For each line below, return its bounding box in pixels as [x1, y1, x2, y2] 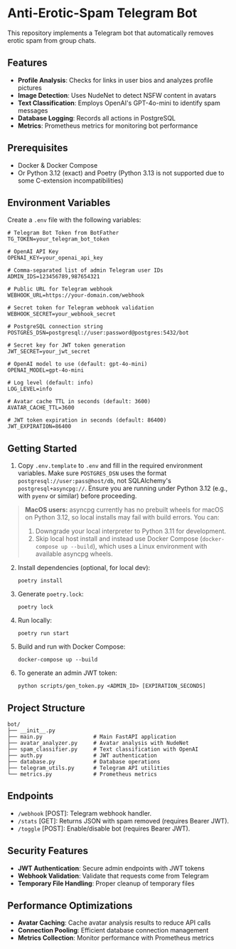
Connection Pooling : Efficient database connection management [17, 926, 209, 935]
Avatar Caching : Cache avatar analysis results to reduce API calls [17, 918, 211, 927]
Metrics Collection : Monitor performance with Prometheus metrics [17, 933, 215, 943]
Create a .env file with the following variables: [7, 215, 141, 224]
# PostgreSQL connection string [7, 323, 103, 330]
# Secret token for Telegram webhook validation [7, 305, 154, 312]
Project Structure [7, 701, 85, 714]
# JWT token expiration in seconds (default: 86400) [7, 417, 167, 424]
